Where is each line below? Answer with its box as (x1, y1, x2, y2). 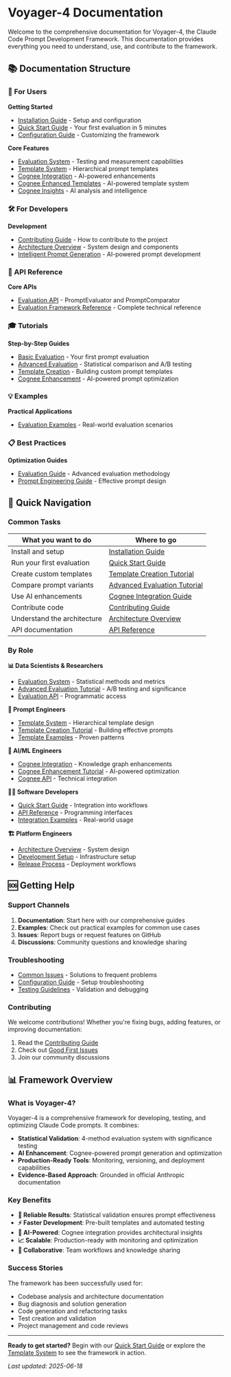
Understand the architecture (11, 614, 102, 623)
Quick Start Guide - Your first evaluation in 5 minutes (17, 123, 167, 131)
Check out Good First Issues (17, 1046, 99, 1054)
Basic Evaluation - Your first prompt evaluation (17, 352, 149, 361)
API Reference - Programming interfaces (17, 809, 133, 817)
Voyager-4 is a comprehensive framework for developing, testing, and (8, 1114, 206, 1122)
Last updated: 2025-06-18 (8, 1362, 83, 1370)
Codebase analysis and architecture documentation (17, 1292, 164, 1300)
